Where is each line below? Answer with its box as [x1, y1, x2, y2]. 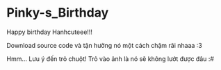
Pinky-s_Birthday [6, 5, 109, 21]
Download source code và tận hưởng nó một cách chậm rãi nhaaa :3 [6, 41, 203, 49]
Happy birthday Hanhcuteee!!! [6, 28, 93, 36]
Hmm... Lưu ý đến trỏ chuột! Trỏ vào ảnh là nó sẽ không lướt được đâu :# [6, 54, 215, 63]
